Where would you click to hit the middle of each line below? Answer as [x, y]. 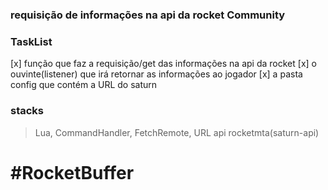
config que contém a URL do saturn [84, 85]
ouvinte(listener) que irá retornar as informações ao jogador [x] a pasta [156, 74]
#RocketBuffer [72, 172]
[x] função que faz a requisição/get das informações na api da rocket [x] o [163, 64]
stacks [27, 111]
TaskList [31, 41]
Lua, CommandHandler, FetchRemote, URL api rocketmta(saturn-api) [177, 132]
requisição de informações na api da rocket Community [148, 15]
